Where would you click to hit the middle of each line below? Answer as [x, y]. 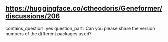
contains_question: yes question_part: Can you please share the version [80, 28]
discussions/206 [33, 16]
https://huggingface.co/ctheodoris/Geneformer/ [84, 8]
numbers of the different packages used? [48, 34]
